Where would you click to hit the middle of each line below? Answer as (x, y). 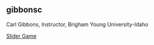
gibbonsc (24, 10)
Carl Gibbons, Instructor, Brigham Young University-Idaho (77, 24)
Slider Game (22, 36)
